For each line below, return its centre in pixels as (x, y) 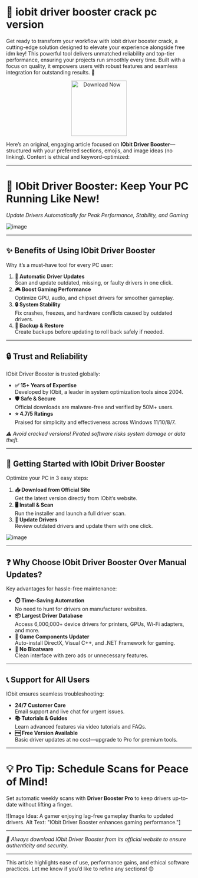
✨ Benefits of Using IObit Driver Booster (81, 251)
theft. (13, 440)
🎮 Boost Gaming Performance (53, 289)
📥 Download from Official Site (52, 490)
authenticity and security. (37, 845)
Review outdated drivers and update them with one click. (84, 526)
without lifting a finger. (45, 804)
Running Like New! (53, 199)
